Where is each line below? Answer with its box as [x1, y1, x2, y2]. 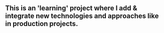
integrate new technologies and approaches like [5, 12, 159, 20]
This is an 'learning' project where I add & [5, 4, 137, 12]
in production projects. [5, 19, 78, 28]
